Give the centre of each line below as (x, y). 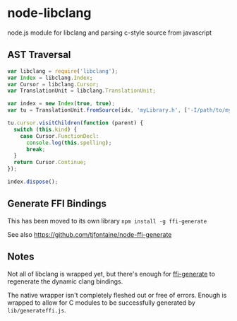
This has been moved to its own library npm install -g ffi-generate (107, 221)
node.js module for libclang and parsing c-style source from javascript (110, 33)
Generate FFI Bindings (57, 204)
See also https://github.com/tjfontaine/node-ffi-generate (90, 234)
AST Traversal (39, 55)
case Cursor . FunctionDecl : (60, 136)
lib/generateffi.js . (37, 310)
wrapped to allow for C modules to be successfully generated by (102, 303)
